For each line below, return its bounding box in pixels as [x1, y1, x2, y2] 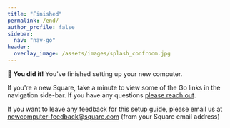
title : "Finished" [7, 10, 62, 18]
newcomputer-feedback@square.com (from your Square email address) [7, 112, 220, 121]
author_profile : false [7, 23, 75, 31]
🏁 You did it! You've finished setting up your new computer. [7, 69, 183, 78]
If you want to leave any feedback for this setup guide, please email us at [7, 105, 223, 113]
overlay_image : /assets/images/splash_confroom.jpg [14, 50, 171, 58]
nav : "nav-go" [14, 37, 56, 44]
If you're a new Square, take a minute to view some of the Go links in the [7, 83, 221, 92]
